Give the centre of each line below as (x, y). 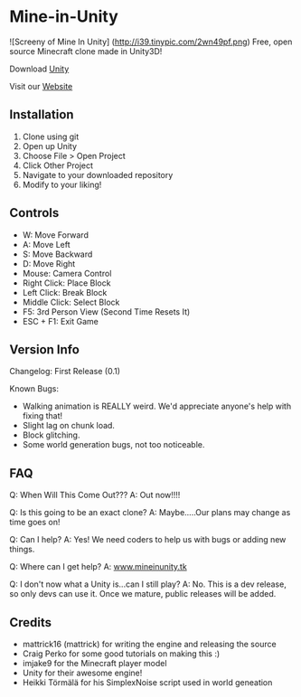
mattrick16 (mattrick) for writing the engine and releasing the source (150, 644)
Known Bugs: (34, 389)
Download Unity (39, 69)
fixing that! (42, 416)
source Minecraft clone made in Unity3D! (86, 51)
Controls (34, 213)
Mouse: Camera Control (67, 273)
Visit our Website (41, 86)
